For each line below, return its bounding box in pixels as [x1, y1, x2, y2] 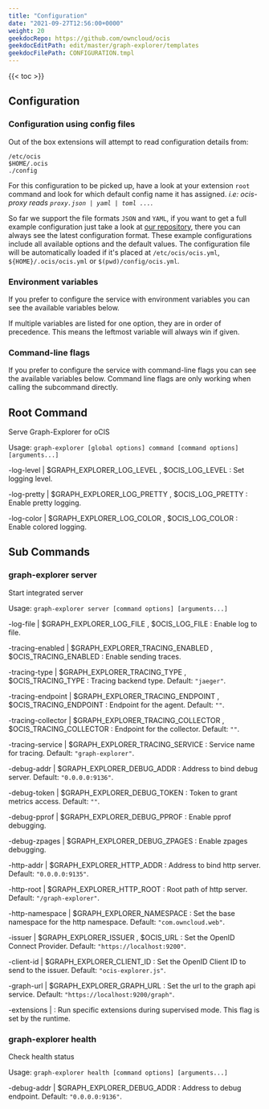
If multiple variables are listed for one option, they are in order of [8, 318, 222, 328]
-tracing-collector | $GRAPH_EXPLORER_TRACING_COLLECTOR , [8, 715, 225, 725]
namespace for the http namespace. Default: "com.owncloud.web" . [8, 917, 225, 926]
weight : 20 [8, 27, 45, 35]
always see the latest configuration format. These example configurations [8, 230, 252, 240]
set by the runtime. [8, 1013, 71, 1023]
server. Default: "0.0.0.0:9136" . [8, 772, 114, 782]
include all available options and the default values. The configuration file [8, 239, 251, 248]
